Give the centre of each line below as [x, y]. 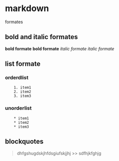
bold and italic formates [42, 37]
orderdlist [17, 78]
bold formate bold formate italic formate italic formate [60, 48]
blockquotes [24, 141]
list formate [23, 64]
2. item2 [22, 92]
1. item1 [22, 88]
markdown [27, 8]
